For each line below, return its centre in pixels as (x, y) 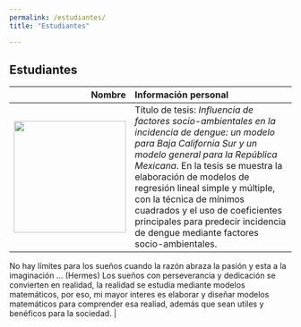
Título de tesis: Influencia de (194, 110)
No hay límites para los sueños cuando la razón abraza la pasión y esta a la (148, 266)
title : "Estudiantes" (50, 26)
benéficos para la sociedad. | (63, 314)
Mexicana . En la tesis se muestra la (209, 166)
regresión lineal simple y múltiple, (205, 189)
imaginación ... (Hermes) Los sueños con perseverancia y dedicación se (142, 276)
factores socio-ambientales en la (205, 122)
